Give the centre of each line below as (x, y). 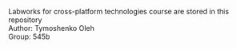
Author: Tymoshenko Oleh (51, 28)
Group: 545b (29, 36)
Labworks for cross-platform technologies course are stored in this (119, 11)
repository (25, 20)
